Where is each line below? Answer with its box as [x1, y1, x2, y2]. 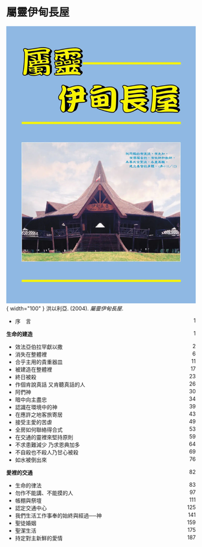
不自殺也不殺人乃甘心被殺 [14, 449, 79, 456]
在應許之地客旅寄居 [14, 411, 63, 419]
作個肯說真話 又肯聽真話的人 [14, 381, 85, 389]
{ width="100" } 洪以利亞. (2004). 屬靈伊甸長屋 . [6, 305, 124, 312]
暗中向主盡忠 [14, 396, 47, 404]
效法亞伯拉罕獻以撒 [14, 343, 63, 351]
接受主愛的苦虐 [14, 419, 52, 426]
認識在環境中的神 [14, 404, 58, 411]
